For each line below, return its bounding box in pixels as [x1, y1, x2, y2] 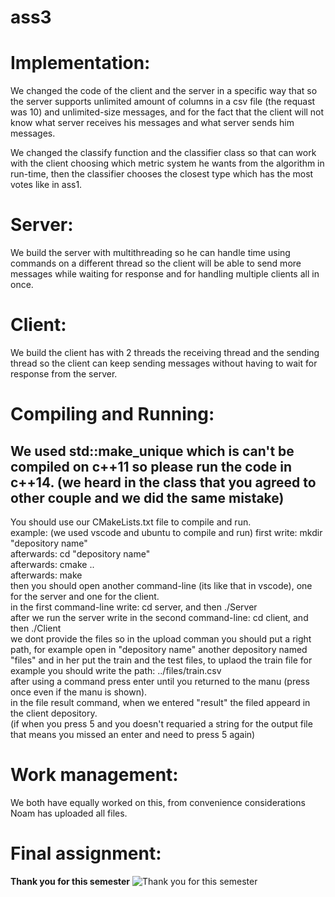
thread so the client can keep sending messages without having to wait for [10, 357, 318, 369]
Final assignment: [10, 842, 162, 865]
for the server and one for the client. [10, 591, 160, 602]
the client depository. [10, 707, 98, 719]
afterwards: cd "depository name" [10, 548, 151, 560]
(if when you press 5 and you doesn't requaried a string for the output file [10, 718, 313, 730]
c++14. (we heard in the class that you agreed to [10, 474, 317, 491]
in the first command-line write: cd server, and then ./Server [10, 601, 258, 613]
